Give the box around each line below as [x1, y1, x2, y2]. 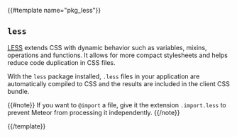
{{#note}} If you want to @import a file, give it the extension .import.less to [7, 100, 226, 109]
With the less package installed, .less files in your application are [7, 72, 200, 81]
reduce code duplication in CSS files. [7, 58, 116, 66]
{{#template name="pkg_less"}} [7, 6, 101, 14]
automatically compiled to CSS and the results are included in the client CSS [7, 79, 231, 88]
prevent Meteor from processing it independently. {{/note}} [7, 108, 180, 117]
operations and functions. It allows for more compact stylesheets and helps [7, 51, 228, 59]
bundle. [7, 87, 30, 95]
